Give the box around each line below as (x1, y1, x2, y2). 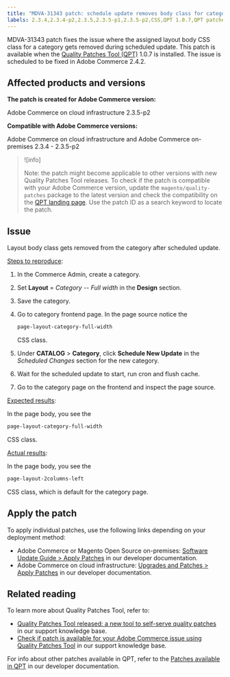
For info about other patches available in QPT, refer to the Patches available (7, 655, 220, 663)
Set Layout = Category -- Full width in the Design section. (16, 284, 182, 292)
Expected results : (7, 396, 57, 404)
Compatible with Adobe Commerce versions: (7, 122, 138, 130)
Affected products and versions (7, 77, 146, 89)
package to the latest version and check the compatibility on (47, 191, 218, 199)
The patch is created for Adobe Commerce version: (7, 95, 156, 104)
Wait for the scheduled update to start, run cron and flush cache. (16, 370, 201, 378)
